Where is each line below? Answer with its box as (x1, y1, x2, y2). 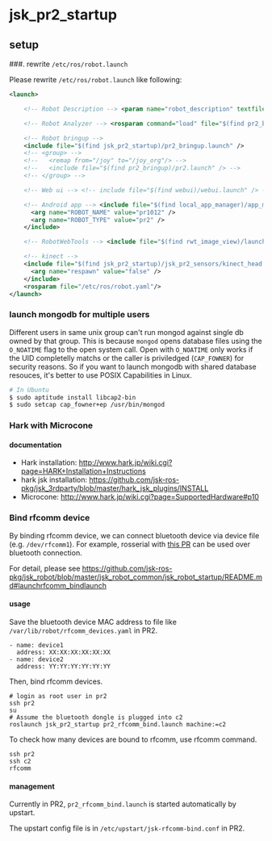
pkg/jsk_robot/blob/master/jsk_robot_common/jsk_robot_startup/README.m (9, 571, 263, 582)
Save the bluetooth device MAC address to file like (9, 617, 177, 626)
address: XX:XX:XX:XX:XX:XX (16, 648, 111, 656)
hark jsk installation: (20, 475, 88, 485)
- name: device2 (9, 655, 64, 663)
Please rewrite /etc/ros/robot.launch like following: (9, 75, 182, 84)
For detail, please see (9, 563, 81, 573)
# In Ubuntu (9, 386, 49, 394)
